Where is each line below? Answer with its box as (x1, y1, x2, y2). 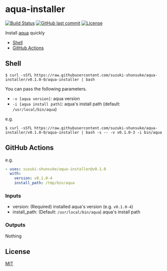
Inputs (5, 192, 21, 199)
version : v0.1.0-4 (14, 176, 52, 181)
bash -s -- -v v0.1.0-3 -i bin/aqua (85, 130, 162, 135)
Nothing (5, 233, 22, 239)
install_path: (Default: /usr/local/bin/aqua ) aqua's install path (12, 209, 140, 215)
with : (9, 171, 21, 176)
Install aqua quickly (5, 30, 45, 36)
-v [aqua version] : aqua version (12, 95, 80, 101)
